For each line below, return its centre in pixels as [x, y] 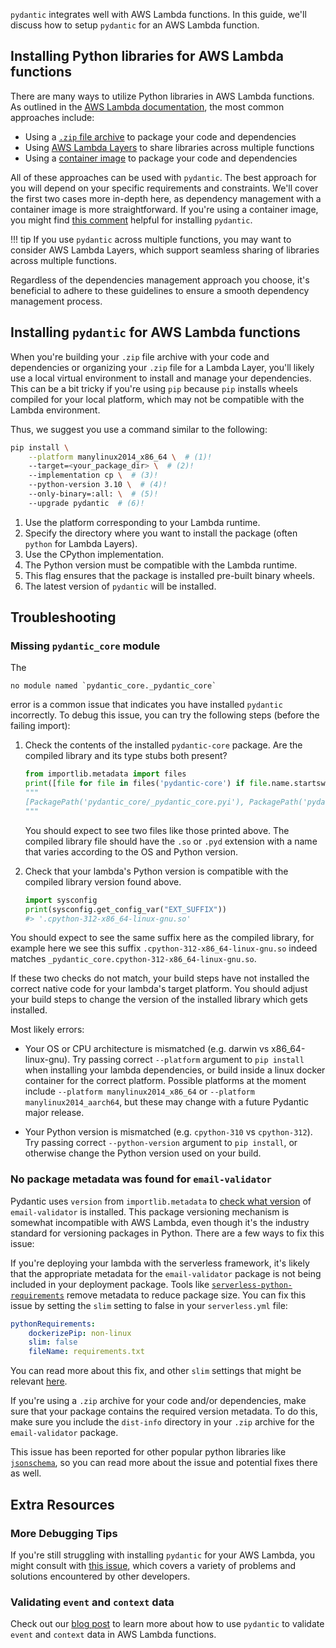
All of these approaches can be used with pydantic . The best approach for [163, 177]
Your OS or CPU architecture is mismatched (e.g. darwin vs [147, 1049]
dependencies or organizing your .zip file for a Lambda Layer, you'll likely [162, 367]
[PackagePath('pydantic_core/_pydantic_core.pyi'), [134, 802]
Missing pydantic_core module [85, 646]
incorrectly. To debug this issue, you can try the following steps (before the [165, 715]
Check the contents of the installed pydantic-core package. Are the [163, 745]
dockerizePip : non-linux [80, 1333]
